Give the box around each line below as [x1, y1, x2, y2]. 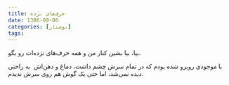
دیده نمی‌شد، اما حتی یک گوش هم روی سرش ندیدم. [8, 70, 144, 78]
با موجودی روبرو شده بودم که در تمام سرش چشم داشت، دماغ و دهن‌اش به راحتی [8, 62, 223, 70]
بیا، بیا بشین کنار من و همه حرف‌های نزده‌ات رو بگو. [8, 49, 141, 57]
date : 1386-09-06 [8, 17, 59, 24]
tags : [8, 29, 24, 37]
